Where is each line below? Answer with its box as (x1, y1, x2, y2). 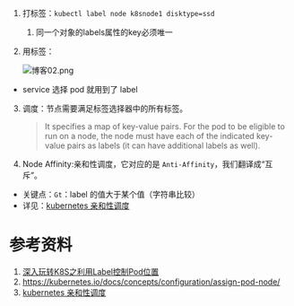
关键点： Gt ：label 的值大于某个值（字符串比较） (22, 189, 200, 199)
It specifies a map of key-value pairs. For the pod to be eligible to (44, 121, 285, 132)
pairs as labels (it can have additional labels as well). (66, 140, 261, 151)
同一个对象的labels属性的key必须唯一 (35, 27, 173, 38)
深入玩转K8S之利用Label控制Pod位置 (22, 266, 160, 276)
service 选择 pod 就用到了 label (22, 84, 138, 94)
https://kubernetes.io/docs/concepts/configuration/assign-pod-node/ (22, 276, 281, 287)
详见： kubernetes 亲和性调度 (22, 200, 130, 211)
